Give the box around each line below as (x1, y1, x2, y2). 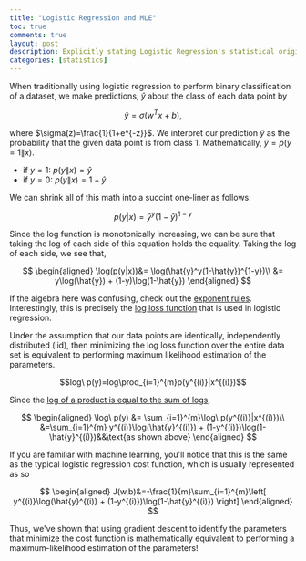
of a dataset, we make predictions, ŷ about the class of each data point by (9, 90, 288, 101)
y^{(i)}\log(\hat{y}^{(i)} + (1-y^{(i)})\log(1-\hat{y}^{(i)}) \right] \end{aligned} (13, 496, 293, 507)
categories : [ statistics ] (9, 56, 107, 65)
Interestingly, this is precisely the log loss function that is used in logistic (9, 303, 281, 314)
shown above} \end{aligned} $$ (137, 431, 258, 442)
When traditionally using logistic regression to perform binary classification (9, 81, 291, 91)
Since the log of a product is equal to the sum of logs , (9, 394, 211, 406)
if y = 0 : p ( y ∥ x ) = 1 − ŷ (22, 174, 107, 185)
